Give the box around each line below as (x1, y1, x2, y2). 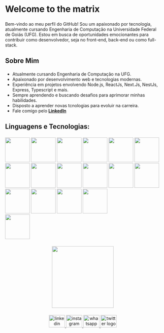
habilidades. (12, 97, 37, 103)
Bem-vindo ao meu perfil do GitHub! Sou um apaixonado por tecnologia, (5, 21, 152, 27)
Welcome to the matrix (5, 3, 100, 15)
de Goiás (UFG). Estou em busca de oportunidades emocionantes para (5, 32, 149, 38)
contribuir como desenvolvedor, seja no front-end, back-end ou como (5, 37, 147, 43)
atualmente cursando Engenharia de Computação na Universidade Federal (5, 26, 157, 33)
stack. (5, 42, 18, 48)
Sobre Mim (5, 56, 39, 65)
